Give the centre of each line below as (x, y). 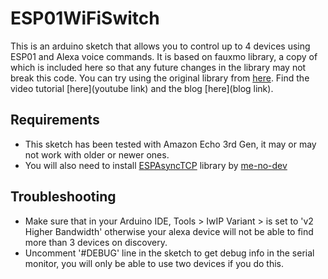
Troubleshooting (63, 197)
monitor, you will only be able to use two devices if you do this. (154, 263)
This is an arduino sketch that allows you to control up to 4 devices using (160, 46)
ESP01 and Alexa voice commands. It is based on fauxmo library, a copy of (164, 56)
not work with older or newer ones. (97, 154)
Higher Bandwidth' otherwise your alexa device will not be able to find (169, 231)
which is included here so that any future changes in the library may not (158, 67)
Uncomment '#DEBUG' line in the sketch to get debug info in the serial (169, 253)
